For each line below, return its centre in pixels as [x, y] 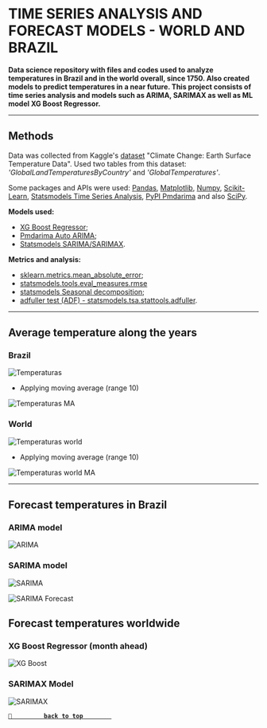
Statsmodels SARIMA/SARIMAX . [72, 244]
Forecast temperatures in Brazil [88, 505]
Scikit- [234, 187]
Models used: [31, 211]
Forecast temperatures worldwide [94, 623]
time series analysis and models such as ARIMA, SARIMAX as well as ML [131, 95]
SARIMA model [38, 566]
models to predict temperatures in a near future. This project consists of [130, 86]
